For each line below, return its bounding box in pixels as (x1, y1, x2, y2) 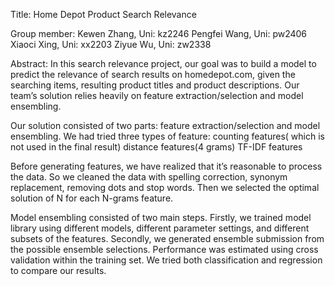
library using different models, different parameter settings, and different (10, 222, 310, 234)
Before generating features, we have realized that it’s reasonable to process (10, 160, 323, 172)
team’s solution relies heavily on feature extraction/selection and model (10, 90, 304, 101)
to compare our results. (10, 265, 107, 276)
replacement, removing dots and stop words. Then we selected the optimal (10, 182, 320, 193)
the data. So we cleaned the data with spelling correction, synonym (10, 171, 288, 183)
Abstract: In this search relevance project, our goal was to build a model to (10, 58, 317, 69)
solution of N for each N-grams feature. (10, 192, 174, 204)
